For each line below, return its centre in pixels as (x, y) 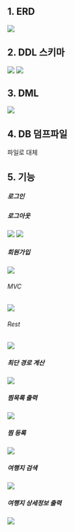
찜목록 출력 (22, 398)
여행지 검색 (22, 467)
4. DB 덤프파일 (38, 134)
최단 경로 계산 (26, 362)
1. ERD (21, 12)
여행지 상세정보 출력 (35, 503)
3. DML (23, 93)
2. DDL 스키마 (36, 53)
